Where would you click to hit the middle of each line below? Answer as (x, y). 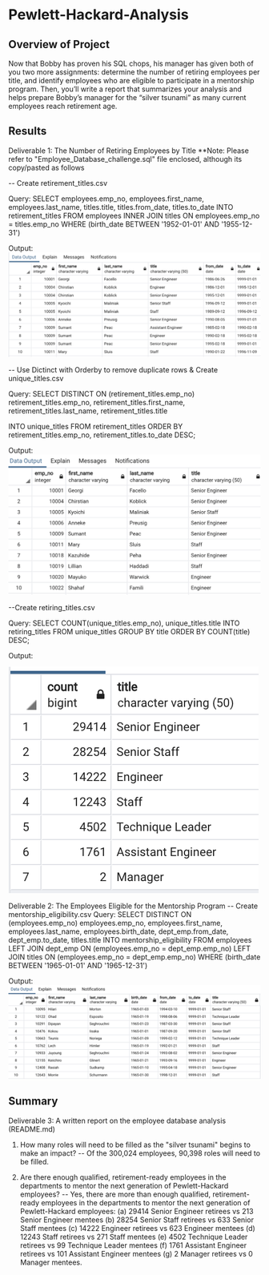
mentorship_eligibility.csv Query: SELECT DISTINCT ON (100, 915)
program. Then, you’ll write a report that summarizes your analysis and (125, 89)
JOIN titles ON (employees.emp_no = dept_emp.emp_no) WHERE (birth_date (134, 957)
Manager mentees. (51, 1262)
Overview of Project (59, 44)
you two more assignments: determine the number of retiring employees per (134, 72)
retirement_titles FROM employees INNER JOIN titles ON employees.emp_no (134, 215)
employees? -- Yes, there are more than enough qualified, (115, 1194)
